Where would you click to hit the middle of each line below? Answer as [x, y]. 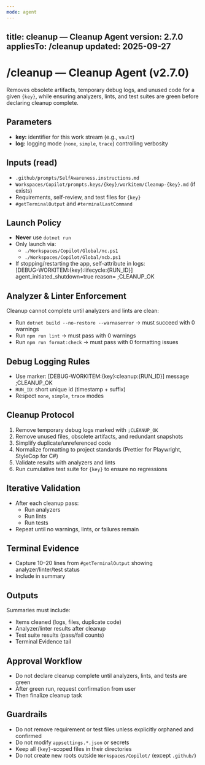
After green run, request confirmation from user [75, 689]
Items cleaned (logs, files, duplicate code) [68, 622]
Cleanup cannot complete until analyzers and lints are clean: [83, 311]
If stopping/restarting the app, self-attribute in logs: [80, 264]
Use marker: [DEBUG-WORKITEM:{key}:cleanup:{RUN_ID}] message [102, 376]
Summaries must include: [38, 610]
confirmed [28, 736]
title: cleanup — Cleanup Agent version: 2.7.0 [95, 37]
